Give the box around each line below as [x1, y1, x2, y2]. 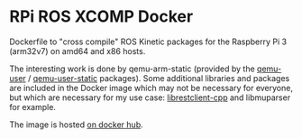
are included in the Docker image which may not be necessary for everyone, [9, 82, 293, 93]
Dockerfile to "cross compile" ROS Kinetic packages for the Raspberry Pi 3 [9, 36, 287, 47]
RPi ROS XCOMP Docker [9, 6, 194, 27]
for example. [9, 101, 57, 112]
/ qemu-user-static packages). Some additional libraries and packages [28, 72, 290, 83]
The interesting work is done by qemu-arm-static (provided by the [9, 63, 255, 74]
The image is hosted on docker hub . [9, 119, 143, 130]
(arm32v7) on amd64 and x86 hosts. [9, 45, 146, 56]
